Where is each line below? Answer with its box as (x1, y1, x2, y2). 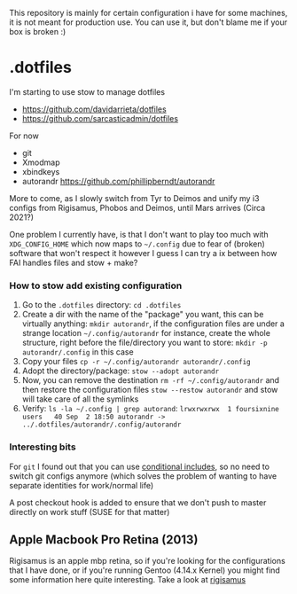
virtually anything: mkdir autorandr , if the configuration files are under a (21, 318, 285, 329)
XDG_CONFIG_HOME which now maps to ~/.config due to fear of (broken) (9, 238, 266, 249)
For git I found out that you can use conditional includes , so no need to (9, 461, 270, 472)
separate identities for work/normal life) (9, 480, 154, 490)
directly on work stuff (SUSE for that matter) (9, 506, 170, 517)
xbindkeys (21, 166, 60, 176)
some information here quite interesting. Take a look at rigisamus (9, 574, 246, 585)
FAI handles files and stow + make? (9, 257, 138, 268)
